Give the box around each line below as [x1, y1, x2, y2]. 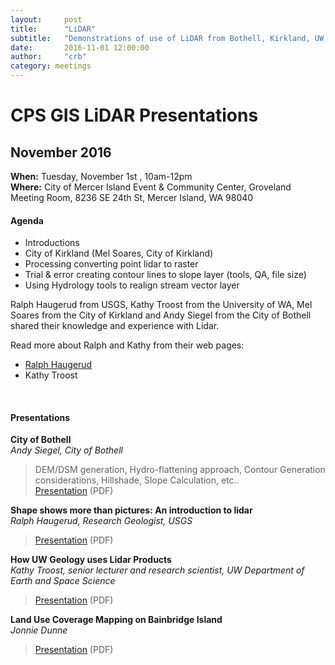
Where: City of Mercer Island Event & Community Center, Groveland [10, 181, 292, 193]
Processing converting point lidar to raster [24, 258, 199, 270]
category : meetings [10, 61, 92, 71]
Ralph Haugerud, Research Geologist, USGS [10, 515, 193, 527]
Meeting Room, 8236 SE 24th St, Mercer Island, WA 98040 [10, 192, 254, 203]
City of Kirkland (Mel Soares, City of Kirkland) [24, 247, 214, 260]
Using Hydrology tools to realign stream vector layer [24, 279, 240, 291]
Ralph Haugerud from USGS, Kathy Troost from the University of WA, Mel [10, 299, 313, 311]
